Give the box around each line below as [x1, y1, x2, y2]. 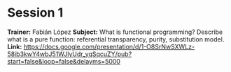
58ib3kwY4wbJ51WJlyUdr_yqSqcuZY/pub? [7, 50, 132, 58]
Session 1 [7, 5, 64, 21]
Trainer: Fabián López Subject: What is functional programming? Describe [7, 28, 223, 36]
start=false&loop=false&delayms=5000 [7, 57, 121, 65]
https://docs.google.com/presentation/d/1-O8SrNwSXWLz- [23, 42, 195, 51]
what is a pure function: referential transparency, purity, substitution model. [7, 35, 225, 43]
